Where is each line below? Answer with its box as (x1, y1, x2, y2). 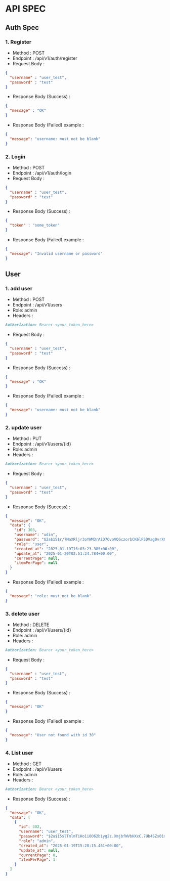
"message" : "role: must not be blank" (10, 593, 92, 598)
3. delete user (5, 610, 40, 617)
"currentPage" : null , (14, 556, 60, 561)
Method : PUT (12, 435, 42, 442)
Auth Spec (5, 23, 39, 32)
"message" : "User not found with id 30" (10, 732, 96, 737)
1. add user (5, 285, 33, 292)
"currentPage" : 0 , (18, 853, 58, 858)
